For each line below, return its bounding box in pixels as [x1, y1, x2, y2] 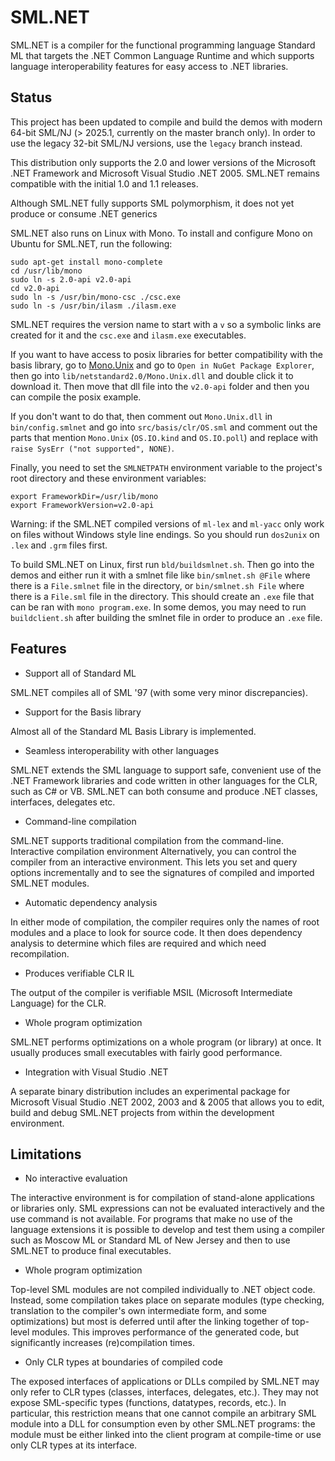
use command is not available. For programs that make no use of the [10, 1213, 293, 1225]
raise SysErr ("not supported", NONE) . [10, 442, 175, 454]
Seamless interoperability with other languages [24, 744, 220, 756]
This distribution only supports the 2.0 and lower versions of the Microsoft [10, 156, 317, 168]
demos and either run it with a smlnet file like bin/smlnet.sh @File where [10, 569, 311, 581]
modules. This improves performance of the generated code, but [31, 1326, 300, 1338]
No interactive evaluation [24, 1172, 128, 1185]
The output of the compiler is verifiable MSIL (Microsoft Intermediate [10, 986, 293, 998]
